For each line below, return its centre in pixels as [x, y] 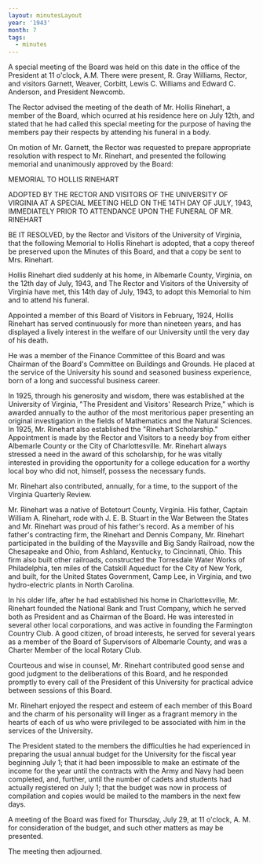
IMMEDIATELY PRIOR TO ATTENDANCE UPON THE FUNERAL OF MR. [121, 211]
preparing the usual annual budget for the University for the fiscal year [122, 754]
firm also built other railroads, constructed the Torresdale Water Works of [127, 560]
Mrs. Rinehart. [31, 260]
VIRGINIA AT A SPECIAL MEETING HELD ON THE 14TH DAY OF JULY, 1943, [130, 203]
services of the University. [51, 730]
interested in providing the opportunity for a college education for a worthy [129, 463]
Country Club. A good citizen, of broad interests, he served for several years [131, 634]
